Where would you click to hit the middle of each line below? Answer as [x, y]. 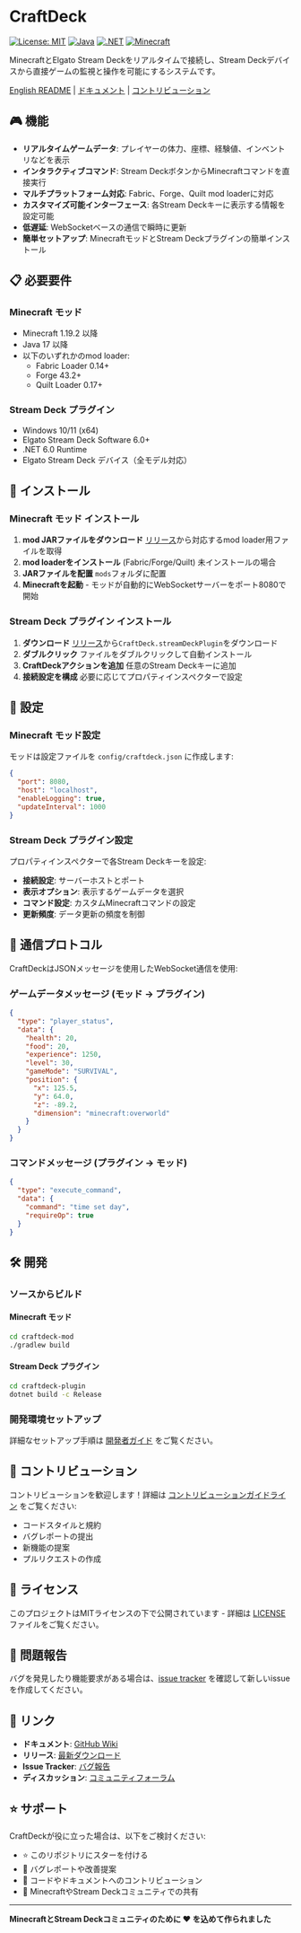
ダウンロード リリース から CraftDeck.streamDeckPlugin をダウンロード [150, 643]
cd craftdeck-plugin [48, 1386]
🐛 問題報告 [38, 1655]
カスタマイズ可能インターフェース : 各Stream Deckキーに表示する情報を [154, 205]
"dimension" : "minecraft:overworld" [101, 1113]
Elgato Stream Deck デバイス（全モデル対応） [107, 460]
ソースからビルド [46, 1294]
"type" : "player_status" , [66, 1021]
